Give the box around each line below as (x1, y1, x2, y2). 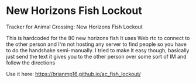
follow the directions (6, 59, 56, 66)
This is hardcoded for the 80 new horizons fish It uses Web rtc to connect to (6, 34, 190, 41)
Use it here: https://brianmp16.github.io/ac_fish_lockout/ (6, 70, 142, 77)
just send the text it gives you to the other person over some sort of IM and (6, 53, 187, 60)
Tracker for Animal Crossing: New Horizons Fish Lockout (6, 23, 143, 30)
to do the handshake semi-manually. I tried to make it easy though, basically (6, 46, 190, 53)
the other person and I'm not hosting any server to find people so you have (6, 41, 187, 48)
